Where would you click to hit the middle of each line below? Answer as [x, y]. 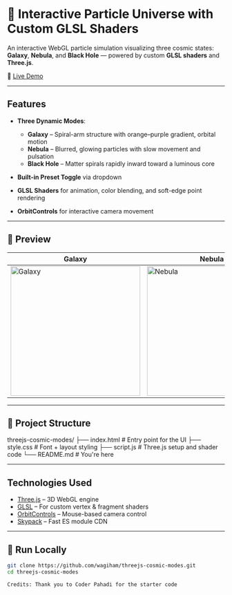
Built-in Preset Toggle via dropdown [69, 177]
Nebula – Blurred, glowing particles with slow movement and [114, 149]
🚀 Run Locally [37, 550]
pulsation [40, 156]
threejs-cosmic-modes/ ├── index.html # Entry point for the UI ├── [104, 440]
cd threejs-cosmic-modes [43, 572]
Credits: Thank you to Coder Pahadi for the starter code [92, 584]
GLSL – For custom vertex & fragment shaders [83, 507]
